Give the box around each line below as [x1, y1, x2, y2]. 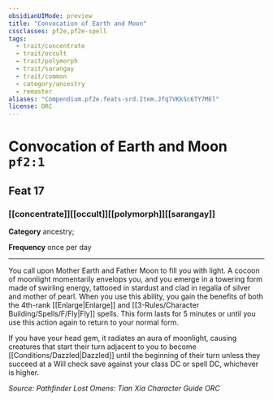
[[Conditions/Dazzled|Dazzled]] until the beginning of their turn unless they [8, 351, 261, 360]
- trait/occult [15, 50, 67, 58]
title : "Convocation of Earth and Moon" [8, 19, 148, 28]
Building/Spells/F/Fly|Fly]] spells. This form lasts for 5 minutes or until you [8, 309, 256, 318]
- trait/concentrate [15, 42, 85, 50]
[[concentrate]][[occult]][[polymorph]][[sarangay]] [8, 208, 215, 219]
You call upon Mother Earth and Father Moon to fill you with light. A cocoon [8, 265, 260, 275]
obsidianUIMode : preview [8, 11, 93, 20]
